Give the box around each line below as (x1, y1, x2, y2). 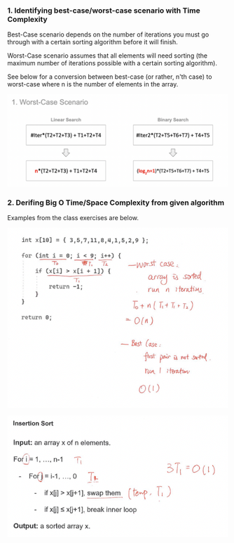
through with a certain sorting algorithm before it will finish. (7, 38, 179, 46)
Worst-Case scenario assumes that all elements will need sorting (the (7, 51, 208, 60)
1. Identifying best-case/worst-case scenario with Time (7, 6, 201, 15)
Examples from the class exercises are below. (7, 214, 139, 222)
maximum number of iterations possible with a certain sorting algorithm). (7, 59, 217, 68)
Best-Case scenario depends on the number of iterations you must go (7, 30, 209, 39)
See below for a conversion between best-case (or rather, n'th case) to (7, 72, 212, 81)
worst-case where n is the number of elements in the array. (7, 80, 179, 89)
